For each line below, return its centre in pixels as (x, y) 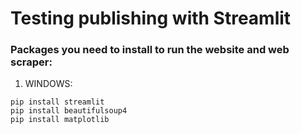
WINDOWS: (48, 84)
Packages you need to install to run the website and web (150, 50)
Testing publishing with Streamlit (151, 18)
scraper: (31, 62)
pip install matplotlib (60, 120)
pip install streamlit (57, 102)
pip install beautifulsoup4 (69, 111)
